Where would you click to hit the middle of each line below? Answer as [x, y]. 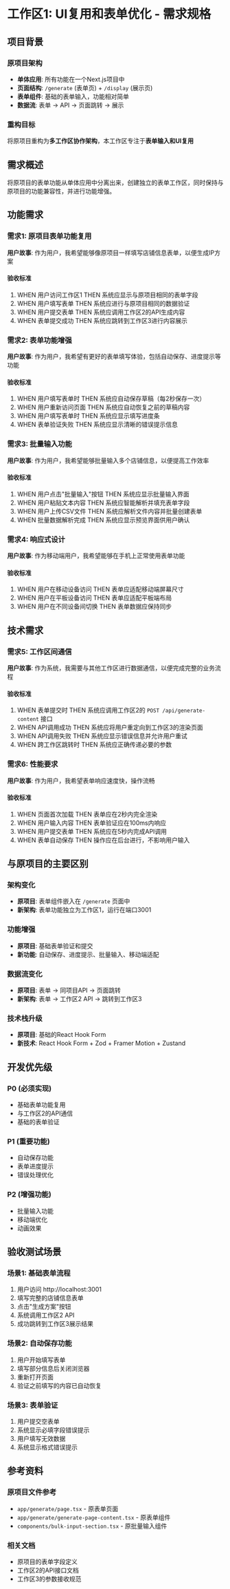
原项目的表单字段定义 [47, 1561]
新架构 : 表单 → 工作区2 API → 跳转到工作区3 [79, 999]
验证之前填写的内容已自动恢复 [59, 1385]
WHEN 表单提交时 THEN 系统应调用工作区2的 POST [88, 711]
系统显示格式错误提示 [47, 1447]
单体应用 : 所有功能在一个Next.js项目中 [71, 79]
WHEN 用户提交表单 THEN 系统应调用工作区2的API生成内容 [101, 312]
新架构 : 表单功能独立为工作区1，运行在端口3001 [84, 910]
